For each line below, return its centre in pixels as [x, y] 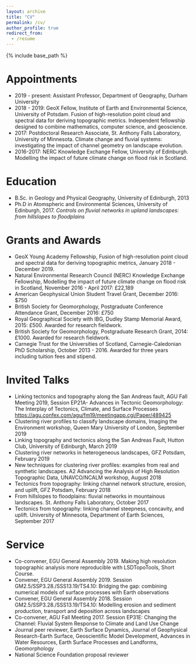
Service [25, 545]
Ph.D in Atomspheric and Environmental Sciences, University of [91, 204]
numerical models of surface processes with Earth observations [92, 592]
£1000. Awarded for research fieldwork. [62, 338]
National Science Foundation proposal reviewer [71, 655]
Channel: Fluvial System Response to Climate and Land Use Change [97, 623]
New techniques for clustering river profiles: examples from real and [97, 465]
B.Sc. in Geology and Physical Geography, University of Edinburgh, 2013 [102, 198]
